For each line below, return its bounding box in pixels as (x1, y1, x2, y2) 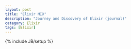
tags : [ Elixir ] (5, 25, 36, 30)
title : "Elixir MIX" (5, 12, 47, 16)
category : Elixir (5, 20, 40, 26)
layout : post (5, 7, 32, 12)
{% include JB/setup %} (5, 38, 53, 44)
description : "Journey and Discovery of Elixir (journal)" (5, 16, 127, 21)
